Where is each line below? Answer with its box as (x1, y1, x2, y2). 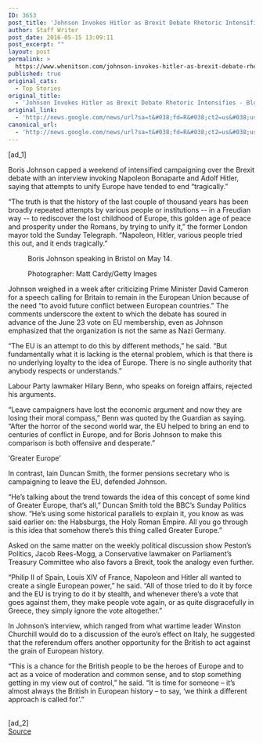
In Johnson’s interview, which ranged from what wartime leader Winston (8, 621, 241, 630)
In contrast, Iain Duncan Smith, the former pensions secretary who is (8, 468, 230, 478)
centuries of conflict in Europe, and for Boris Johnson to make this (8, 429, 222, 439)
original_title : (8, 92, 61, 100)
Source (8, 727, 31, 736)
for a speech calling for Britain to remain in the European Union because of (8, 292, 250, 302)
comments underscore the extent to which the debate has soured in (8, 309, 227, 319)
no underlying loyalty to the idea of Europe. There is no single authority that (8, 358, 252, 367)
